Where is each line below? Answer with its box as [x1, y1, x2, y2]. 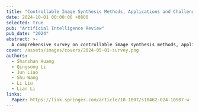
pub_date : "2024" [6, 31, 49, 37]
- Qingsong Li [11, 63, 46, 70]
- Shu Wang [11, 75, 38, 81]
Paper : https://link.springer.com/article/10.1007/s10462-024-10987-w [11, 97, 190, 103]
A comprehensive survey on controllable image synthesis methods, [11, 42, 179, 48]
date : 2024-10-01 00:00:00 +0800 [6, 14, 89, 20]
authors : [6, 53, 28, 59]
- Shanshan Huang [11, 58, 54, 64]
